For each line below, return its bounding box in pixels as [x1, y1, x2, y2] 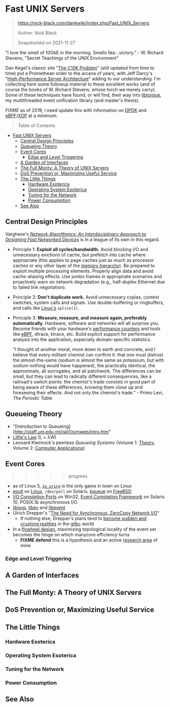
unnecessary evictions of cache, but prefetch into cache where [12, 252, 146, 258]
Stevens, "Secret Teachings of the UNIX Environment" [5, 55, 119, 61]
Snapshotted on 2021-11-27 [17, 39, 75, 46]
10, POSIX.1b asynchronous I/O [12, 499, 77, 505]
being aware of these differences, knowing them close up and [12, 384, 143, 390]
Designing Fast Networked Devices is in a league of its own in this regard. [5, 236, 160, 242]
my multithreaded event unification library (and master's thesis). [5, 97, 140, 103]
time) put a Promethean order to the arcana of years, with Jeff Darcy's [5, 70, 153, 76]
